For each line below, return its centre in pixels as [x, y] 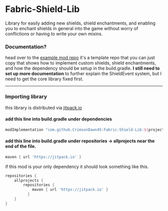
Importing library [26, 97]
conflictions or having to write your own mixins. [54, 34]
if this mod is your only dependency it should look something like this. [77, 166]
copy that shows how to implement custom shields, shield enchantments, [81, 63]
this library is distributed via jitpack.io [44, 108]
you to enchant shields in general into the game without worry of [72, 28]
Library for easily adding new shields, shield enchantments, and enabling [80, 23]
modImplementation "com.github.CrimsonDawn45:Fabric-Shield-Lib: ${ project [85, 130]
